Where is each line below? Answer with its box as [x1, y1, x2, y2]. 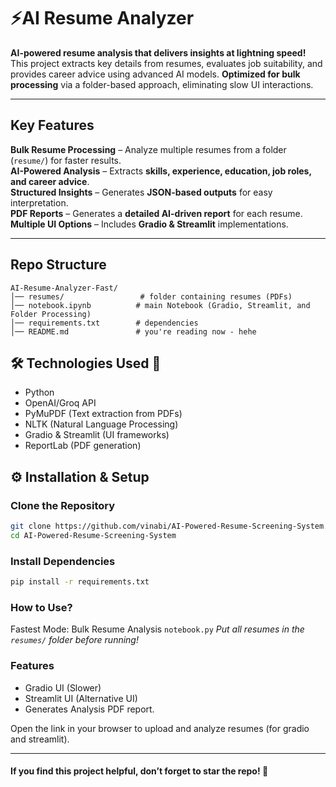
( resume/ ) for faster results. [10, 154, 122, 166]
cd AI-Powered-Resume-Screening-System [10, 530, 177, 540]
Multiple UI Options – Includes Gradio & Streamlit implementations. [10, 218, 289, 230]
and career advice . [10, 175, 90, 187]
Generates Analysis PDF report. [24, 703, 155, 715]
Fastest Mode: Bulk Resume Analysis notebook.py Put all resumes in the [10, 623, 305, 635]
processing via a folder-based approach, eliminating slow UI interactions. [10, 78, 314, 90]
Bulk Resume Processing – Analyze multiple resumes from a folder [10, 143, 287, 155]
